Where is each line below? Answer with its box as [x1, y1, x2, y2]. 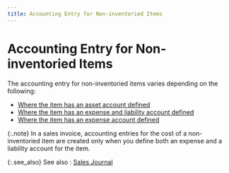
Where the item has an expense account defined [17, 115, 160, 124]
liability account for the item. [7, 144, 90, 153]
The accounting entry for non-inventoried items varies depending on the [7, 79, 218, 88]
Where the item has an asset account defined [17, 100, 151, 109]
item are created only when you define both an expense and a [41, 136, 223, 145]
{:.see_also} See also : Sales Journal [7, 157, 113, 166]
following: [7, 86, 36, 95]
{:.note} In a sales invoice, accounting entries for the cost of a [7, 129, 187, 138]
